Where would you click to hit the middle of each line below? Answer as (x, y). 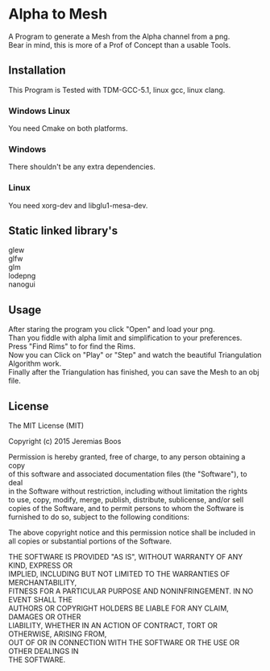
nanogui (22, 284)
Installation (37, 71)
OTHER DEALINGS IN (44, 652)
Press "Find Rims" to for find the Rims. (72, 346)
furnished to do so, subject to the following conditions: (99, 517)
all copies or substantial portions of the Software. (90, 541)
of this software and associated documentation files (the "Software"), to (128, 474)
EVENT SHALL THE (40, 600)
